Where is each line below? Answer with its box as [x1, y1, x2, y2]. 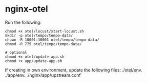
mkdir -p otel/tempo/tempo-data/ [5, 33, 73, 38]
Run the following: [5, 19, 42, 25]
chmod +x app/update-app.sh [5, 58, 63, 64]
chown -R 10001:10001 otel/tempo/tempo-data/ [5, 37, 99, 42]
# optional [5, 50, 27, 55]
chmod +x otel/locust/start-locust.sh [5, 29, 84, 33]
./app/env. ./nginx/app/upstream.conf [5, 72, 81, 78]
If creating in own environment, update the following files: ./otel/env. [5, 67, 143, 73]
